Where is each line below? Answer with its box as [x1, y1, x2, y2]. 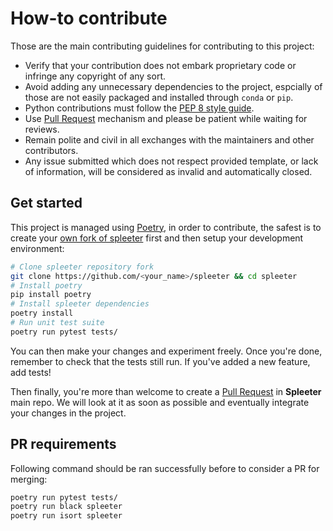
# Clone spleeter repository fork [10, 262, 155, 272]
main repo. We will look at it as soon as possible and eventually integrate [10, 396, 310, 408]
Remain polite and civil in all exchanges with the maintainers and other [24, 133, 315, 146]
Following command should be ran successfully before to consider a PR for [10, 462, 320, 474]
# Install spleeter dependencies [10, 299, 150, 309]
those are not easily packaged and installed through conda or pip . [24, 91, 294, 103]
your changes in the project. [10, 407, 127, 419]
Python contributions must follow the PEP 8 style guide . [24, 102, 255, 114]
